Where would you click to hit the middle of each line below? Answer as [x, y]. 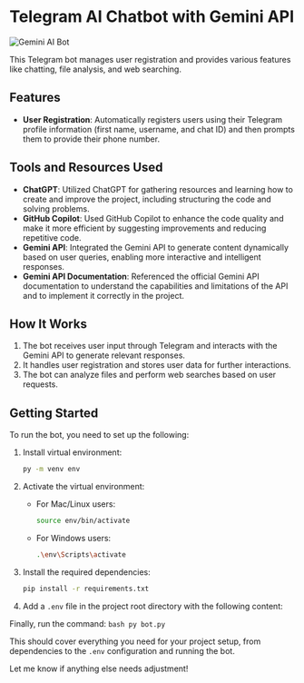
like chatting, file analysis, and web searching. [95, 69]
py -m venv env [51, 470]
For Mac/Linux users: [76, 504]
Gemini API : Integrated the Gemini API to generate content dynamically [155, 247]
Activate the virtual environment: [83, 487]
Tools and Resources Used [86, 168]
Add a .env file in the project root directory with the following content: [152, 606]
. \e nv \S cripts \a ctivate [81, 554]
